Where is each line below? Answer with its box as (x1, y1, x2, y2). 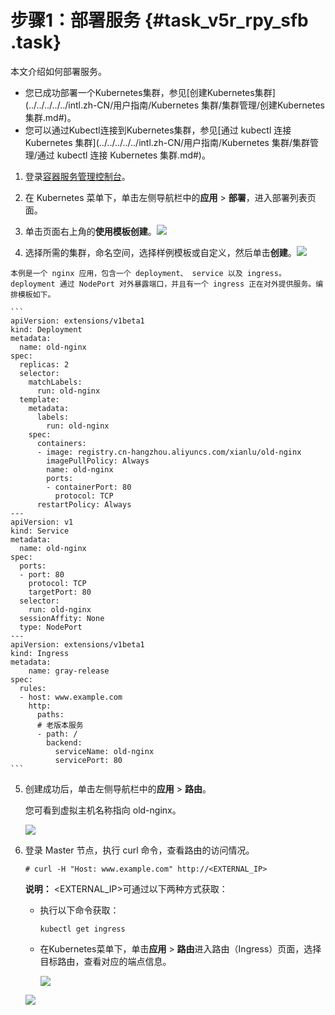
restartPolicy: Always (36, 499, 132, 510)
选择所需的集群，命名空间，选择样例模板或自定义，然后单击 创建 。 (24, 246, 297, 258)
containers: (36, 438, 87, 448)
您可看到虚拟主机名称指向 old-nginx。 (24, 804, 182, 816)
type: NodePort (19, 622, 83, 632)
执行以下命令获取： (39, 904, 120, 916)
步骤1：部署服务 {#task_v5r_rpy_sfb (10, 9, 309, 32)
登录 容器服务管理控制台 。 (24, 170, 131, 182)
